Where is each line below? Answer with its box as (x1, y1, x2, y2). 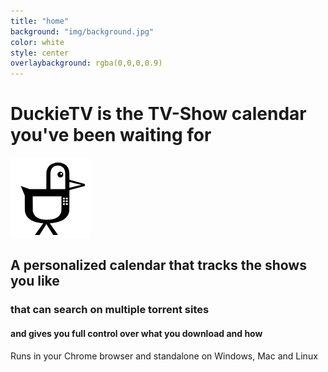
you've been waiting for (10, 124, 212, 147)
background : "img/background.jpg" (10, 26, 155, 37)
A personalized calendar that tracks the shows (10, 257, 307, 274)
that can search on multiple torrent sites (10, 303, 210, 317)
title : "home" (10, 16, 70, 26)
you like (10, 273, 60, 290)
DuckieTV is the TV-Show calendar (10, 103, 307, 125)
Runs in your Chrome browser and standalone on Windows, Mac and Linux (10, 350, 318, 362)
